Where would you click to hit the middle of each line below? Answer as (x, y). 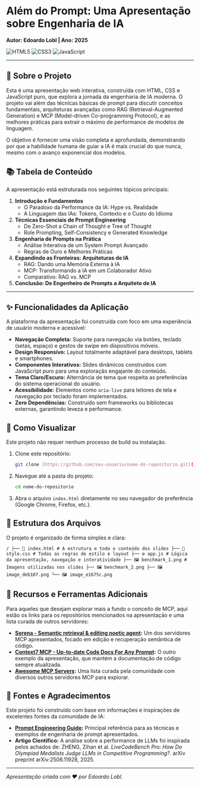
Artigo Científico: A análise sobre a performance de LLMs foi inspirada (102, 741)
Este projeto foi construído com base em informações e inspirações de (93, 710)
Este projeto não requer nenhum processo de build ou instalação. (86, 442)
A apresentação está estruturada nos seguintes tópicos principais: (87, 189)
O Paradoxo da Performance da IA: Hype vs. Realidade (91, 207)
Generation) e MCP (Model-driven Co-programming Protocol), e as (88, 116)
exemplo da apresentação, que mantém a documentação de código (98, 658)
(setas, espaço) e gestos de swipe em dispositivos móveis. (87, 346)
